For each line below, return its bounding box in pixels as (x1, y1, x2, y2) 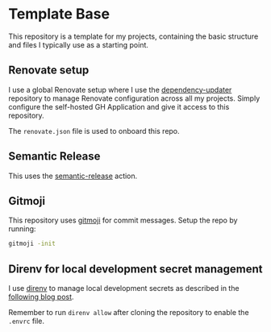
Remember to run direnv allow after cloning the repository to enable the (8, 308, 249, 317)
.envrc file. (8, 316, 45, 326)
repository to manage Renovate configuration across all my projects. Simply (8, 93, 261, 103)
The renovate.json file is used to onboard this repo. (8, 126, 180, 135)
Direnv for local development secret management (8, 262, 263, 276)
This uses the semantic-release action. (8, 171, 138, 181)
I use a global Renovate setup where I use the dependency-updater (8, 85, 232, 94)
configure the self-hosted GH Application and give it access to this (8, 102, 230, 111)
